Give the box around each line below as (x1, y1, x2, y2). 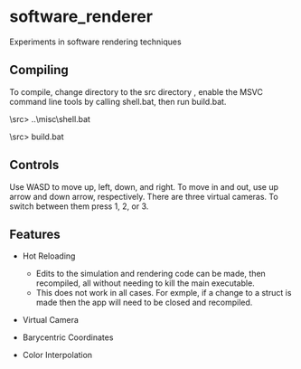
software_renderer (9, 6, 154, 27)
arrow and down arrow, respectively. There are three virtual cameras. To (9, 191, 278, 202)
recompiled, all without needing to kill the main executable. (35, 278, 255, 289)
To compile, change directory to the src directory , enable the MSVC (9, 86, 264, 97)
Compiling (9, 62, 70, 78)
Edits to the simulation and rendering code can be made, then (35, 269, 267, 279)
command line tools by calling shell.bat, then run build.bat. (9, 96, 227, 107)
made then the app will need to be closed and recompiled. (35, 297, 253, 308)
